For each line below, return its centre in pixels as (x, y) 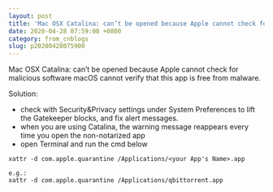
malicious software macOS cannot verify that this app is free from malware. (135, 78)
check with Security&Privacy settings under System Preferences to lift (138, 110)
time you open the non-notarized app (83, 136)
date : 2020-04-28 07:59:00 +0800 (65, 31)
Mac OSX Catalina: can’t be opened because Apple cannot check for (123, 69)
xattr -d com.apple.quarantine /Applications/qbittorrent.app (116, 181)
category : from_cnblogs (49, 39)
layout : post (30, 16)
